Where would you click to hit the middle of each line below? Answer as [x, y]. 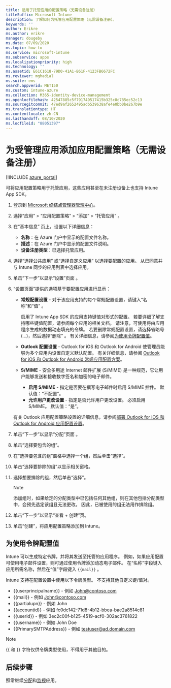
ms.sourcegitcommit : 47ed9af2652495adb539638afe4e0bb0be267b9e [74, 105]
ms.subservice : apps [28, 57]
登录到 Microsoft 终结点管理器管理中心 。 [56, 205]
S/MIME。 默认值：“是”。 [55, 406]
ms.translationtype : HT [31, 109]
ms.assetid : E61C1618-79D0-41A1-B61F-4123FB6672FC [60, 72]
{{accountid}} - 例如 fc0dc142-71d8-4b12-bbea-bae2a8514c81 [79, 610]
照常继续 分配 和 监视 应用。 [32, 680]
